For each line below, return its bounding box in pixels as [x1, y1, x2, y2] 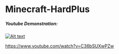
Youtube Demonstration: [5, 20, 58, 26]
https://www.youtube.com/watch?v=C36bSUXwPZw [5, 43, 114, 49]
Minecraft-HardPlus [5, 4, 90, 15]
